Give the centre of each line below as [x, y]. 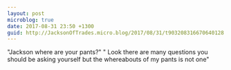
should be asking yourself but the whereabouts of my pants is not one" [108, 60]
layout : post [26, 13]
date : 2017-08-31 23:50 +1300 [51, 26]
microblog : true [30, 20]
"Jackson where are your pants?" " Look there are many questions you [108, 52]
